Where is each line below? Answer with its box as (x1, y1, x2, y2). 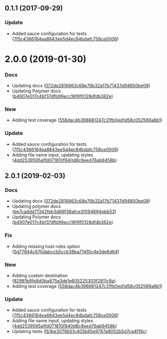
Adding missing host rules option (12, 243, 81, 249)
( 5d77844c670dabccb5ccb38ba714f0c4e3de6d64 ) (12, 248, 120, 255)
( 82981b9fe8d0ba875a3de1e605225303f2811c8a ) (12, 278, 116, 284)
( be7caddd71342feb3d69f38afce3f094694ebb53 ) (12, 209, 116, 215)
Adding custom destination (12, 273, 68, 279)
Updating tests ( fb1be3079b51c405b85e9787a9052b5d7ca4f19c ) (12, 328, 147, 334)
